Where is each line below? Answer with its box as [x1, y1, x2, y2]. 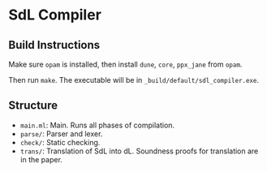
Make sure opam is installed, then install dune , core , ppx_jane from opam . [8, 59, 243, 69]
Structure [8, 99, 58, 113]
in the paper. [19, 154, 63, 164]
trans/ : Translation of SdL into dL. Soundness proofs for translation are [19, 146, 259, 156]
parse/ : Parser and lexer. [19, 128, 103, 139]
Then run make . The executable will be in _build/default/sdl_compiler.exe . [8, 75, 260, 84]
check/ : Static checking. [19, 137, 101, 147]
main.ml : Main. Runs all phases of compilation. [19, 120, 175, 130]
